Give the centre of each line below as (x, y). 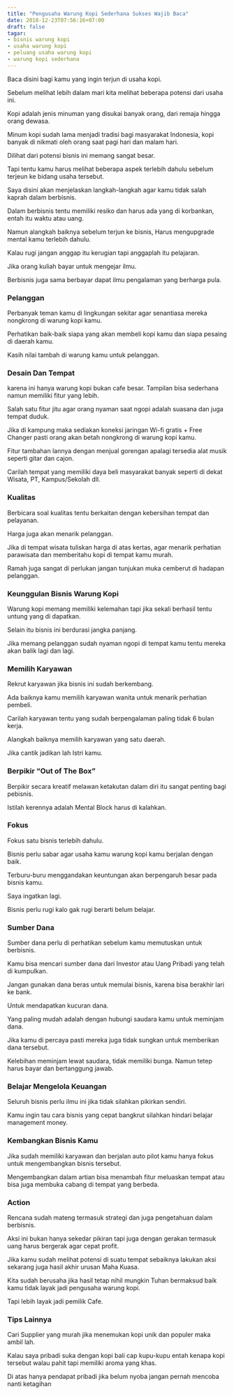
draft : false (26, 27)
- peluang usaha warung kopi (50, 53)
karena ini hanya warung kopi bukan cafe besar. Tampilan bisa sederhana (113, 388)
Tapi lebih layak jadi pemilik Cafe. (55, 1301)
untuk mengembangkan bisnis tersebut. (65, 1163)
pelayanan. (23, 520)
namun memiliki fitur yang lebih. (53, 396)
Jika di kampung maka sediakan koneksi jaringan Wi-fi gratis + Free (105, 430)
